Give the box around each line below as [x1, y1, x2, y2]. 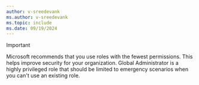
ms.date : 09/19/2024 [6, 25, 58, 32]
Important [6, 42, 30, 49]
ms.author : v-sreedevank [6, 14, 68, 20]
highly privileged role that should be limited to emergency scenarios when [6, 66, 189, 73]
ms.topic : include [6, 20, 52, 26]
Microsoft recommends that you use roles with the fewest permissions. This [6, 53, 193, 60]
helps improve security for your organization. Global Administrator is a [6, 59, 179, 67]
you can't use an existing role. [6, 72, 81, 79]
